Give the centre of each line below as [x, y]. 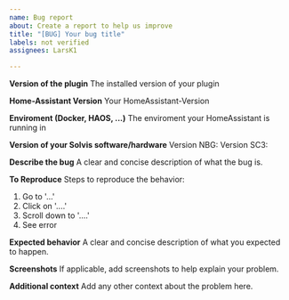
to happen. [29, 252]
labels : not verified [49, 42]
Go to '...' [38, 197]
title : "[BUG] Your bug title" [67, 34]
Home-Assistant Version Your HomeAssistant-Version [109, 101]
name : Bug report [41, 17]
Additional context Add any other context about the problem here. [131, 287]
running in [28, 128]
